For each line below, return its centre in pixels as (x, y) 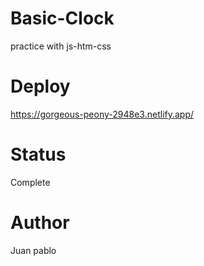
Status (38, 154)
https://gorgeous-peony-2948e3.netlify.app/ (102, 114)
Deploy (40, 86)
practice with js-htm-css (61, 46)
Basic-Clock (62, 18)
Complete (30, 182)
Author (40, 223)
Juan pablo (33, 250)
